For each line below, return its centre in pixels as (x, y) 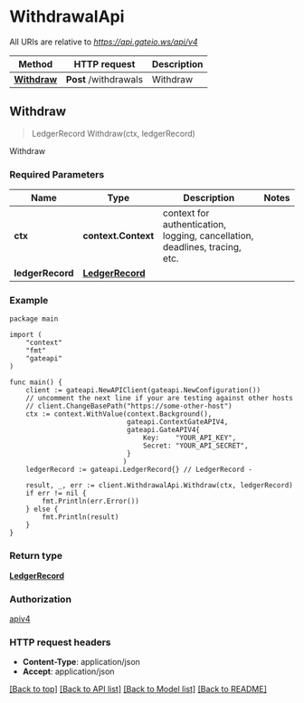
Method (35, 63)
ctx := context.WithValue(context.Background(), (119, 414)
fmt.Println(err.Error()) (91, 501)
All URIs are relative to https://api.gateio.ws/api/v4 (104, 42)
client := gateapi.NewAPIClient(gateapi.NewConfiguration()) (143, 390)
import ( (26, 335)
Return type (36, 556)
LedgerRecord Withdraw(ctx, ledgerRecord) (114, 133)
